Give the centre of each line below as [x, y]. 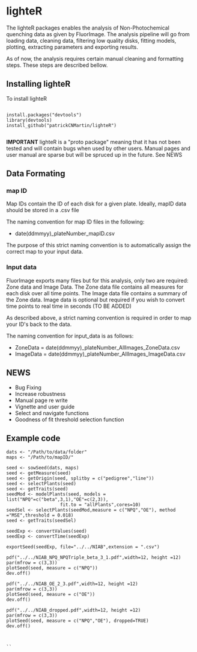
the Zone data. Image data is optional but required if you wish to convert [95, 299]
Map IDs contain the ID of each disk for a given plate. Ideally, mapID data [96, 204]
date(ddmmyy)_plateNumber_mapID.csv [65, 234]
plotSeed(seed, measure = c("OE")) [51, 595]
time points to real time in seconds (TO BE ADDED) [69, 306]
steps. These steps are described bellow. [57, 65]
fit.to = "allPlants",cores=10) [100, 505]
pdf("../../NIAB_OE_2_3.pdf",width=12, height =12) [72, 584]
